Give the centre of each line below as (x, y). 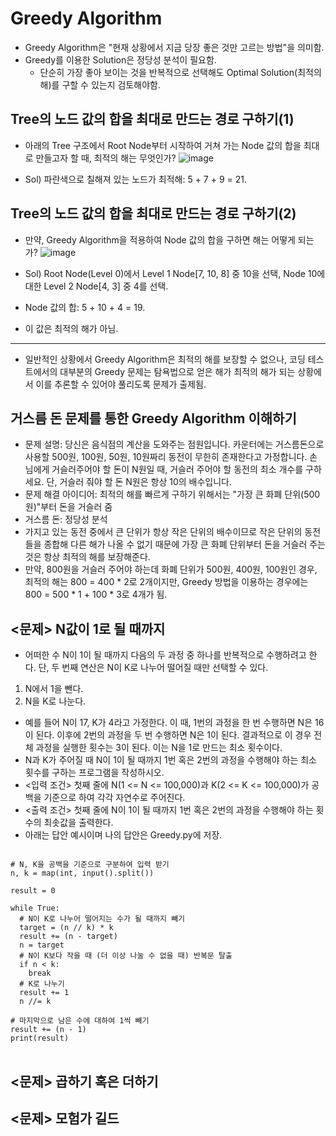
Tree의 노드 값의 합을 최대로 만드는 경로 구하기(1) (152, 119)
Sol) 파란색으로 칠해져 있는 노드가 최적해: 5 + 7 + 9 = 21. (135, 179)
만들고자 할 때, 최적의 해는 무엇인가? (106, 158)
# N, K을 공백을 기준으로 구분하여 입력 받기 (90, 865)
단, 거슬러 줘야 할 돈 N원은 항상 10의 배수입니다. (139, 482)
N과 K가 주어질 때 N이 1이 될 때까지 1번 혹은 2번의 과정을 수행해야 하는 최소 (170, 760)
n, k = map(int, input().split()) (82, 873)
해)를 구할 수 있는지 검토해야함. (100, 84)
